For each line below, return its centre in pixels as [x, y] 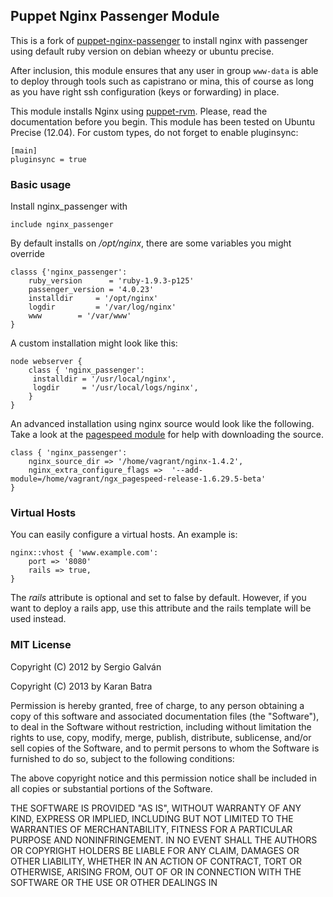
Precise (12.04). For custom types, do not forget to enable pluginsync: [154, 132]
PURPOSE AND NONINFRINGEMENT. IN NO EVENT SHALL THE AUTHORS [164, 840]
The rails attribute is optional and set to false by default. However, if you [158, 598]
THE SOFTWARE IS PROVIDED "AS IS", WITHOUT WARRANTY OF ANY [156, 808]
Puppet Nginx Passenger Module [115, 16]
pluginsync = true [48, 159]
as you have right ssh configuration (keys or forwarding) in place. [145, 91]
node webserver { [46, 362]
